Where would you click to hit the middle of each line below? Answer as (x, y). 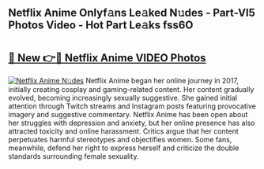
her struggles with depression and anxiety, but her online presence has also (132, 123)
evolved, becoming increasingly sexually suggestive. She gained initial (123, 98)
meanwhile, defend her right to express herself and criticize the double (124, 148)
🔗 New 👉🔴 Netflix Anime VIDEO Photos (107, 58)
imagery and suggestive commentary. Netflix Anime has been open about (128, 114)
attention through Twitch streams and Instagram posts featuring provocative (132, 106)
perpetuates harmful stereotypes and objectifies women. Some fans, (120, 140)
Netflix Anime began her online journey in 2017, (162, 81)
